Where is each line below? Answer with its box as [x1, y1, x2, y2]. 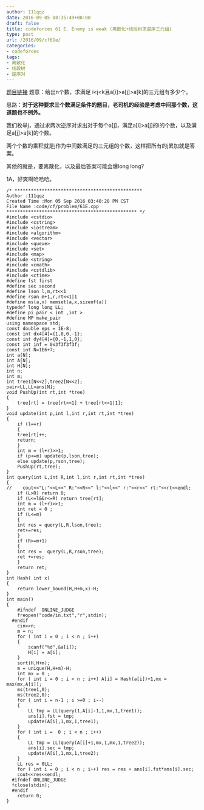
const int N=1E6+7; [6, 347, 56, 353]
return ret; [17, 565, 47, 571]
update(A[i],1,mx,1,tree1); [28, 718, 99, 725]
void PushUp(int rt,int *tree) [6, 390, 86, 396]
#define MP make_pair [6, 315, 61, 322]
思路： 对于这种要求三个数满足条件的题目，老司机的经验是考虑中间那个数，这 [6, 101, 198, 109]
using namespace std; [6, 320, 61, 326]
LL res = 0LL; [17, 761, 53, 768]
